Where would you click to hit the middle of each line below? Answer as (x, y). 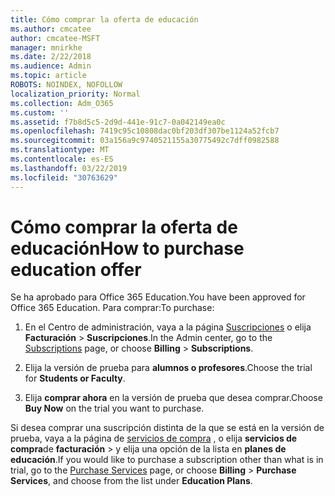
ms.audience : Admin (51, 66)
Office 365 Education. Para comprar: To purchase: (112, 308)
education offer (76, 269)
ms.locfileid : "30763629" (64, 177)
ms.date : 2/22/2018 (51, 57)
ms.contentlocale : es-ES (62, 159)
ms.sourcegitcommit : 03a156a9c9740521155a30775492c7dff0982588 (145, 141)
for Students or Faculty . (75, 378)
